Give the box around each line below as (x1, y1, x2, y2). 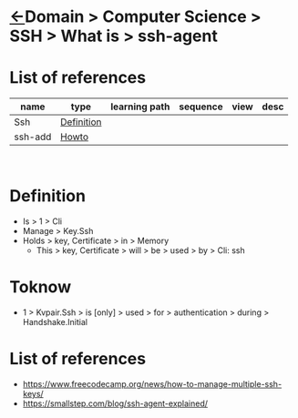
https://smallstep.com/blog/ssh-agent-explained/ (22, 398, 208, 409)
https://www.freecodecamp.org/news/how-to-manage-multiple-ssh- (22, 378, 283, 389)
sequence (179, 100, 223, 113)
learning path (110, 100, 170, 113)
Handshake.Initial (22, 317, 88, 327)
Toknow (9, 277, 71, 298)
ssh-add (14, 130, 52, 143)
